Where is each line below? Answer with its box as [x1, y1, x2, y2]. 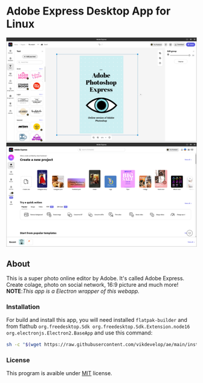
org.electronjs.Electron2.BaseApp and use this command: [6, 329, 153, 336]
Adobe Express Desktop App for [6, 4, 171, 18]
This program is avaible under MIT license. [6, 370, 113, 377]
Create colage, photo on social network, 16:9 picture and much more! [6, 281, 179, 288]
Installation [6, 303, 40, 311]
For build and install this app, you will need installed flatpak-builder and [6, 316, 187, 324]
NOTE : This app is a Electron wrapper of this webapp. [6, 287, 140, 295]
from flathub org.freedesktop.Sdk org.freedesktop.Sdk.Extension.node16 [6, 322, 190, 330]
